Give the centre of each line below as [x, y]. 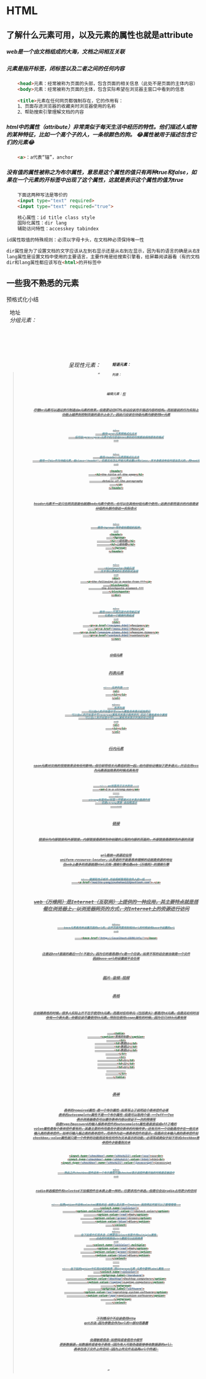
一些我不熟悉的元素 [43, 283]
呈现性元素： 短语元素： [100, 365]
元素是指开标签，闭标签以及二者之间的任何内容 [65, 68]
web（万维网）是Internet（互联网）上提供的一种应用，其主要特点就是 [113, 902]
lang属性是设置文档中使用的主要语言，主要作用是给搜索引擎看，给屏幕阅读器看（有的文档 [103, 257]
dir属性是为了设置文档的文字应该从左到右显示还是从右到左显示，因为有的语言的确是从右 [102, 251]
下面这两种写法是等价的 [43, 195]
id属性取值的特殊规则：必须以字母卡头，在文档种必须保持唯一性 [75, 240]
